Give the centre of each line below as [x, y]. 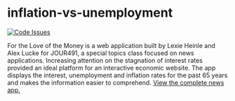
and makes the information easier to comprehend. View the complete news [116, 82]
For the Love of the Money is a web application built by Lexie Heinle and [112, 45]
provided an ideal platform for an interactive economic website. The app [112, 68]
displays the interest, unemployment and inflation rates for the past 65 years [117, 75]
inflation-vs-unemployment [90, 13]
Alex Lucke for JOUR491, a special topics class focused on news [101, 53]
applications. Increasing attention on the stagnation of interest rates [105, 60]
